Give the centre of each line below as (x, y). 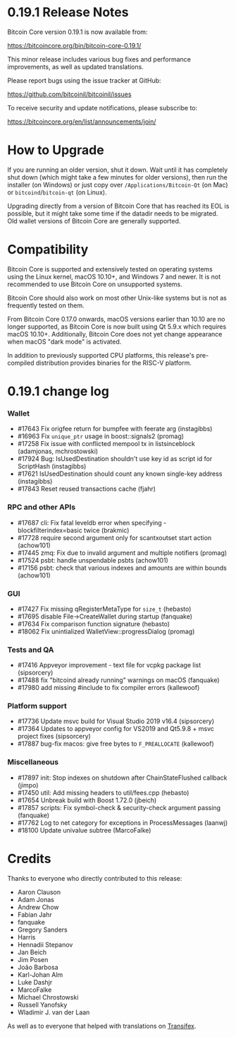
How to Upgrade (56, 150)
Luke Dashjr (35, 982)
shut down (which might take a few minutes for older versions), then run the (117, 177)
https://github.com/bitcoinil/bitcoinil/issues (69, 94)
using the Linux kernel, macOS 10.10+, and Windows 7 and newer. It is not (114, 276)
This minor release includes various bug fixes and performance (99, 59)
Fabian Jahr (35, 914)
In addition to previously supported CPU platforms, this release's (101, 355)
